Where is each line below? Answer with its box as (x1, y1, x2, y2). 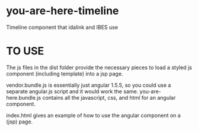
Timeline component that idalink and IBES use (6, 24, 119, 31)
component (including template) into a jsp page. (6, 70, 123, 77)
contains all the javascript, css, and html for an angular (42, 94, 176, 101)
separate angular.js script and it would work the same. (6, 87, 139, 95)
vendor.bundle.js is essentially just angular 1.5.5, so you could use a (6, 81, 171, 89)
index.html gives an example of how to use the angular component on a (6, 112, 181, 119)
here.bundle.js (6, 94, 41, 101)
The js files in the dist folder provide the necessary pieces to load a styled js (6, 64, 193, 71)
